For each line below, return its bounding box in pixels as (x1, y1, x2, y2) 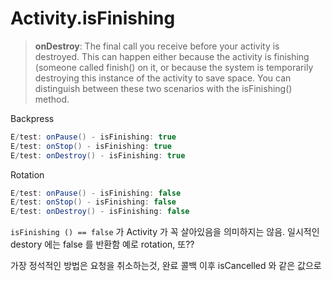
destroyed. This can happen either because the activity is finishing (34, 50, 310, 62)
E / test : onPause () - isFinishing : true (10, 132, 177, 142)
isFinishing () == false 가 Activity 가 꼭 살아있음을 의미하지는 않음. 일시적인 (10, 226, 320, 238)
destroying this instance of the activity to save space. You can (34, 72, 292, 84)
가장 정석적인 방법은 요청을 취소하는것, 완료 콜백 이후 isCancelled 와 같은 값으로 (10, 260, 322, 272)
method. (34, 93, 70, 105)
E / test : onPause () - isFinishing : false (10, 188, 182, 198)
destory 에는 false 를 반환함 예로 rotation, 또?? (10, 238, 195, 251)
